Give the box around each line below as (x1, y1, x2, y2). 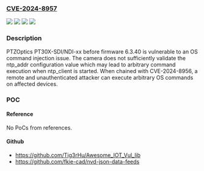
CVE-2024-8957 (6, 4, 57, 13)
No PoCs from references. (6, 124, 72, 131)
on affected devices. (6, 80, 58, 88)
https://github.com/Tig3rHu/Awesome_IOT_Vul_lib (15, 151, 141, 159)
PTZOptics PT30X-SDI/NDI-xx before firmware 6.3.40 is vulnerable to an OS (6, 47, 199, 55)
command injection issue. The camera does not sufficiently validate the (6, 54, 186, 61)
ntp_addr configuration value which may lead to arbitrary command (6, 61, 176, 68)
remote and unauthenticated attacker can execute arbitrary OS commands (6, 74, 194, 81)
